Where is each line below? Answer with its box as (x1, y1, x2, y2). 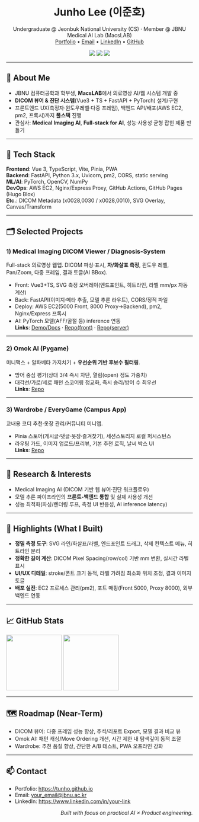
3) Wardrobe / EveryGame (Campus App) (6, 405, 127, 414)
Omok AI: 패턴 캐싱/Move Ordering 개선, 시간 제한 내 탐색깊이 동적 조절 (14, 735, 182, 743)
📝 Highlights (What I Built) (6, 524, 104, 534)
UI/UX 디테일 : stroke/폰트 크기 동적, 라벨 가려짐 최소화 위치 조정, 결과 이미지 (14, 570, 191, 577)
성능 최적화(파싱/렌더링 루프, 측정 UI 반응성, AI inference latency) (14, 500, 168, 507)
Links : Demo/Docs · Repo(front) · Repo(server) (14, 324, 129, 331)
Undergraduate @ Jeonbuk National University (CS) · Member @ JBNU (12, 25, 187, 33)
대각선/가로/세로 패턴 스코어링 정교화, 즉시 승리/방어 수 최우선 (14, 379, 157, 386)
